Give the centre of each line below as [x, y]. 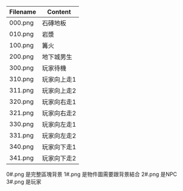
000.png [22, 23]
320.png [22, 102]
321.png [22, 113]
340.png [22, 147]
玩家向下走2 [59, 158]
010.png [22, 34]
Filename [23, 12]
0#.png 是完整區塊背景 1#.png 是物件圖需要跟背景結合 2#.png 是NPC [92, 174]
